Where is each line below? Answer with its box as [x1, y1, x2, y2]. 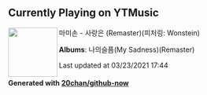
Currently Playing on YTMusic [8, 6, 159, 20]
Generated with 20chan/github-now [8, 79, 130, 88]
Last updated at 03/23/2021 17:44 [58, 60, 169, 70]
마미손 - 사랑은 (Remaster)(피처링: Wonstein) [58, 27, 201, 38]
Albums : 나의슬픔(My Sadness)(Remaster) [58, 45, 195, 54]
